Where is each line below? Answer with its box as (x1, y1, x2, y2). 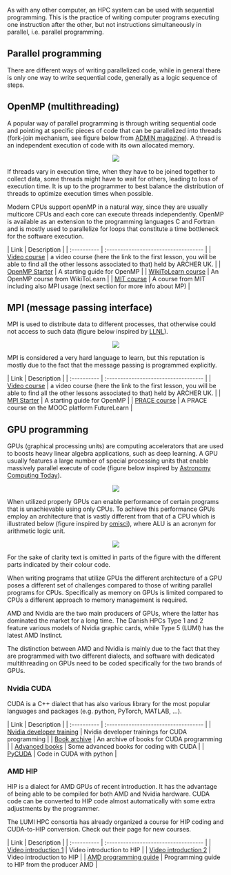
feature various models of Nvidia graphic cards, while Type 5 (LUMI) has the (7, 624, 224, 632)
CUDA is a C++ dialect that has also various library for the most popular (7, 699, 211, 707)
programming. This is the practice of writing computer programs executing (7, 13, 219, 21)
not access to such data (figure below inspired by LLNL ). (7, 328, 169, 336)
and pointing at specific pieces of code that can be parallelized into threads (7, 126, 222, 134)
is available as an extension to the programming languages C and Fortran (7, 217, 215, 225)
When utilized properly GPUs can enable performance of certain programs (7, 498, 219, 506)
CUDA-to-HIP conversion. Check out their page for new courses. (7, 825, 192, 833)
